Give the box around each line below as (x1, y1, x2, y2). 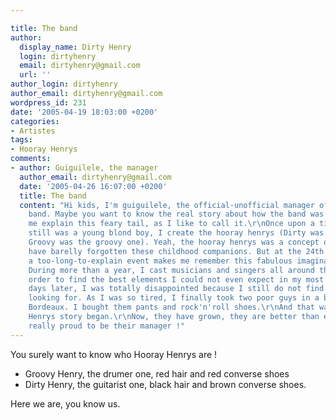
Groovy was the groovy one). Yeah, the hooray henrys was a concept (28, 237, 320, 247)
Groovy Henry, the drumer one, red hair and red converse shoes (24, 367, 290, 380)
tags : (10, 135, 33, 145)
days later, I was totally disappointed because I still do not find (28, 284, 325, 294)
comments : (10, 154, 52, 164)
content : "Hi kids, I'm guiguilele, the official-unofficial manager (19, 200, 315, 210)
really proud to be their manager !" (28, 321, 186, 331)
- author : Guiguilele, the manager (10, 163, 159, 173)
